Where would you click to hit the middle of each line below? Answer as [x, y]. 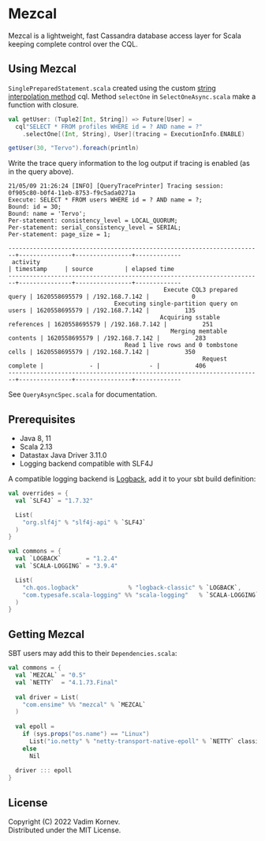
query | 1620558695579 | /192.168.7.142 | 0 [102, 297]
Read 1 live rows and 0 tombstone [181, 345]
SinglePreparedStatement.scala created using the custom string [112, 88]
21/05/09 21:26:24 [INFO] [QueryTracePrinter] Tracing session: [116, 187]
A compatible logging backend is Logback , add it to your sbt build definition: [132, 479]
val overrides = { [38, 494]
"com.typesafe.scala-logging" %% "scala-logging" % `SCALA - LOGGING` [141, 595]
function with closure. [43, 104]
